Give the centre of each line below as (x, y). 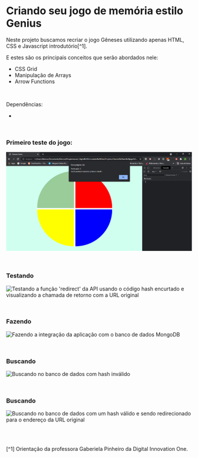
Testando (20, 276)
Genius (24, 23)
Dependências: (24, 104)
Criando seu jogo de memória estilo (95, 11)
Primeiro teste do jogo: (39, 142)
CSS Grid (26, 68)
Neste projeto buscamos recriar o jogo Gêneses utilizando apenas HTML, (95, 40)
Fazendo (19, 322)
